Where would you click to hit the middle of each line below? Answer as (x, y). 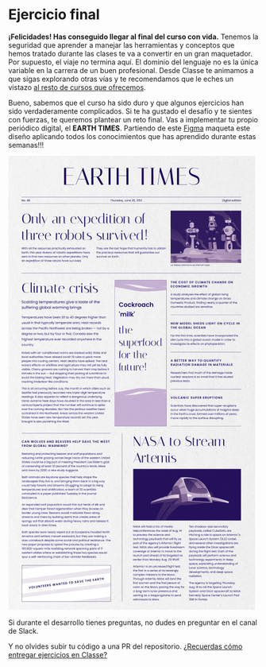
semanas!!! (26, 145)
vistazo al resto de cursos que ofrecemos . (77, 87)
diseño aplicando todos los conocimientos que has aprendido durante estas (132, 136)
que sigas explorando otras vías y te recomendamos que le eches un (121, 79)
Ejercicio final (54, 15)
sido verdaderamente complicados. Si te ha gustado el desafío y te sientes (130, 111)
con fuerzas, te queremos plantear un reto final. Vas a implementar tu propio (133, 119)
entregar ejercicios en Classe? (58, 654)
